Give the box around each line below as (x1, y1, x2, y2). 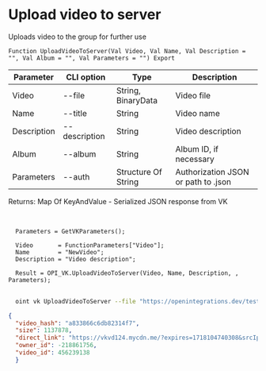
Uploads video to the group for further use (8, 32, 146, 41)
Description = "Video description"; (15, 255, 136, 263)
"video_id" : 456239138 (15, 349, 90, 357)
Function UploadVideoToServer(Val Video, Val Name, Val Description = (8, 47, 246, 55)
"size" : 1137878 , (15, 327, 73, 334)
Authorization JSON (175, 166, 249, 177)
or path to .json (175, 176, 232, 187)
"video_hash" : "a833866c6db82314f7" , (15, 319, 140, 327)
